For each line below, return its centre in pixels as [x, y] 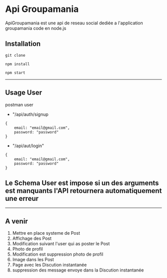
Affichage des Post [32, 238]
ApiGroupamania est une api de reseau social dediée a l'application [74, 23]
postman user [19, 104]
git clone [15, 55]
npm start [15, 73]
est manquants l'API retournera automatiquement [83, 191]
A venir [17, 221]
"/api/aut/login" [28, 146]
